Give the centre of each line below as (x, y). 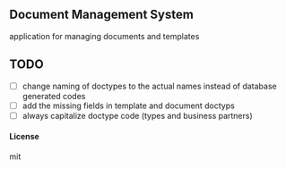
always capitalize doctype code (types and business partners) (137, 115)
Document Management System (102, 15)
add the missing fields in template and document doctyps (128, 106)
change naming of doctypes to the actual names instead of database (149, 86)
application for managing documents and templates (104, 36)
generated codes (54, 96)
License (25, 137)
